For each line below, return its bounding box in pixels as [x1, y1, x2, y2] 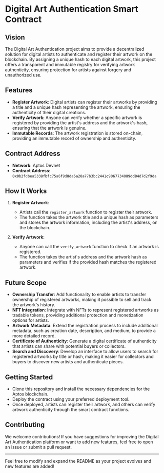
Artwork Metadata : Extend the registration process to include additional [12, 323, 158, 329]
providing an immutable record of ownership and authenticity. [12, 135, 137, 141]
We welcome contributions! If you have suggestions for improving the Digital [5, 434, 159, 439]
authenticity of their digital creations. [12, 109, 86, 115]
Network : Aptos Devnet [12, 162, 60, 168]
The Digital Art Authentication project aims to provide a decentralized [5, 46, 144, 52]
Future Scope [5, 278, 47, 287]
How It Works [5, 187, 47, 196]
